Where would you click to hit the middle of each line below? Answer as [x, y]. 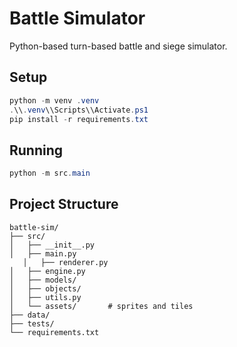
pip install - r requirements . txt [79, 119]
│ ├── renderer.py [65, 262]
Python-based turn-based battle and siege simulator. [118, 46]
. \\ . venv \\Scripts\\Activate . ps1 [79, 110]
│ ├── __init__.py [52, 245]
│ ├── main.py [43, 253]
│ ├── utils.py [45, 297]
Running [36, 150]
